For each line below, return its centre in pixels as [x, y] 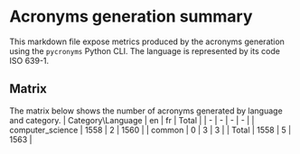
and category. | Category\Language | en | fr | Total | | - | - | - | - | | [132, 120]
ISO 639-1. [29, 60]
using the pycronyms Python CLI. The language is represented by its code [145, 50]
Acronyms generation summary [131, 17]
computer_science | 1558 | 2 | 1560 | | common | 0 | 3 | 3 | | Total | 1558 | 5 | [150, 130]
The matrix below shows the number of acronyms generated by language [146, 111]
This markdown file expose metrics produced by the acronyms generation [147, 41]
